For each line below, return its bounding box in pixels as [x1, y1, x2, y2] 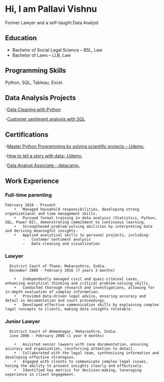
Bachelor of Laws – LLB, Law [12, 52, 71, 58]
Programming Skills [5, 66, 66, 75]
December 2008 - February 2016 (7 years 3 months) [9, 268, 115, 273]
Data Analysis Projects [5, 93, 76, 102]
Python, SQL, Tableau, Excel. [5, 80, 64, 85]
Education [5, 34, 37, 42]
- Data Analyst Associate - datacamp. [5, 163, 80, 168]
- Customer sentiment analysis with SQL [5, 116, 85, 122]
